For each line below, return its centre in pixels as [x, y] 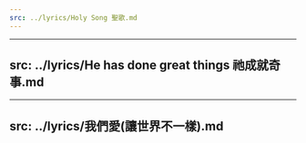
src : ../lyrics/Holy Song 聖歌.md [74, 18]
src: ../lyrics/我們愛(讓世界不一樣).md [117, 126]
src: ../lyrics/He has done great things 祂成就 [139, 66]
